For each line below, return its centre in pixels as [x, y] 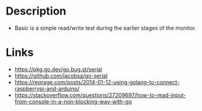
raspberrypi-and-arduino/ [47, 89]
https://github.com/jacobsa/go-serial [61, 76]
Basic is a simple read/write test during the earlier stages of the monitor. [105, 28]
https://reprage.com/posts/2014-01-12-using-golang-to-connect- [97, 82]
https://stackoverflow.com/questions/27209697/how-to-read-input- [100, 95]
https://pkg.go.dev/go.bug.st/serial [58, 69]
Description [36, 11]
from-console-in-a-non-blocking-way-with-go [73, 101]
